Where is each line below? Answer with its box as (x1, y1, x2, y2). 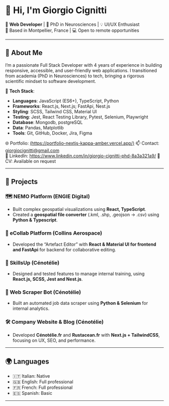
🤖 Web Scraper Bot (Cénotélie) (5, 288, 81, 295)
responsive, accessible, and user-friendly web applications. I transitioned (5, 67, 157, 73)
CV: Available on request (5, 158, 56, 164)
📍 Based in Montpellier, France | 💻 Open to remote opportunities (5, 27, 139, 33)
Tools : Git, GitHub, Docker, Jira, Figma (12, 130, 93, 136)
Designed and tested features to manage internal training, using (12, 270, 145, 277)
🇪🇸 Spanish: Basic (12, 390, 53, 396)
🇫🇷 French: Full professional (12, 384, 73, 391)
